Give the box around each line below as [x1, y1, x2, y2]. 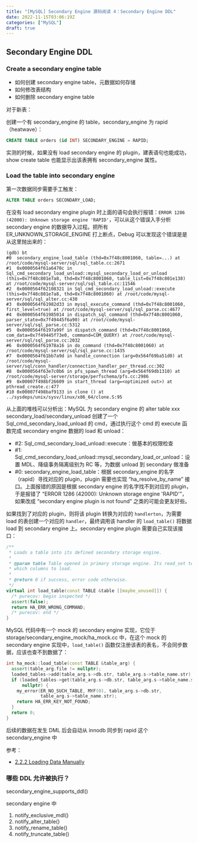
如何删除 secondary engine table [14, 93, 95, 100]
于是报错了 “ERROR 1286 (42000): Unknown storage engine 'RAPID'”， [14, 490, 187, 497]
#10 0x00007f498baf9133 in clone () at [6, 389, 104, 395]
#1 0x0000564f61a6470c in [6, 265, 72, 271]
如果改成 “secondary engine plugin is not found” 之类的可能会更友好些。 [14, 497, 190, 504]
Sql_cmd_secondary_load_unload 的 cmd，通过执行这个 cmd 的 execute [6, 419, 181, 427]
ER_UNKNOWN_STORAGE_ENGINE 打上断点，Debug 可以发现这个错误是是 [6, 230, 187, 237]
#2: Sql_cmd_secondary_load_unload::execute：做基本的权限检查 [14, 439, 174, 447]
